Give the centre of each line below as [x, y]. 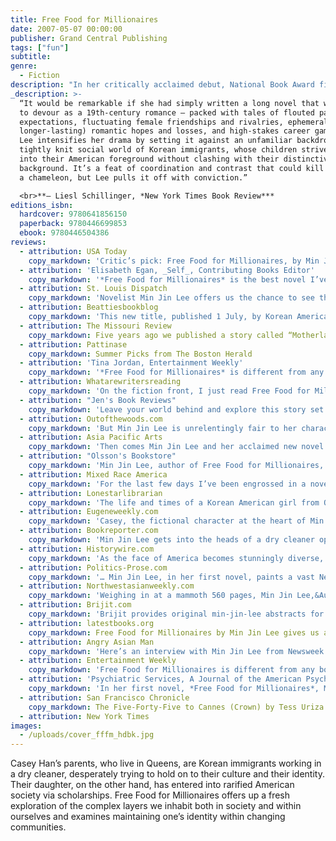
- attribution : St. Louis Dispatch [93, 289]
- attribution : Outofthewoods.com [91, 419]
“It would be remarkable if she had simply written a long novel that [169, 103]
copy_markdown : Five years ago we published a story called [156, 335]
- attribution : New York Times [84, 716]
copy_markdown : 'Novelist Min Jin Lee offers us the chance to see [171, 298]
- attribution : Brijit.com [75, 605]
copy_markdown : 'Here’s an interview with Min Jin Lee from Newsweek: [178, 651]
